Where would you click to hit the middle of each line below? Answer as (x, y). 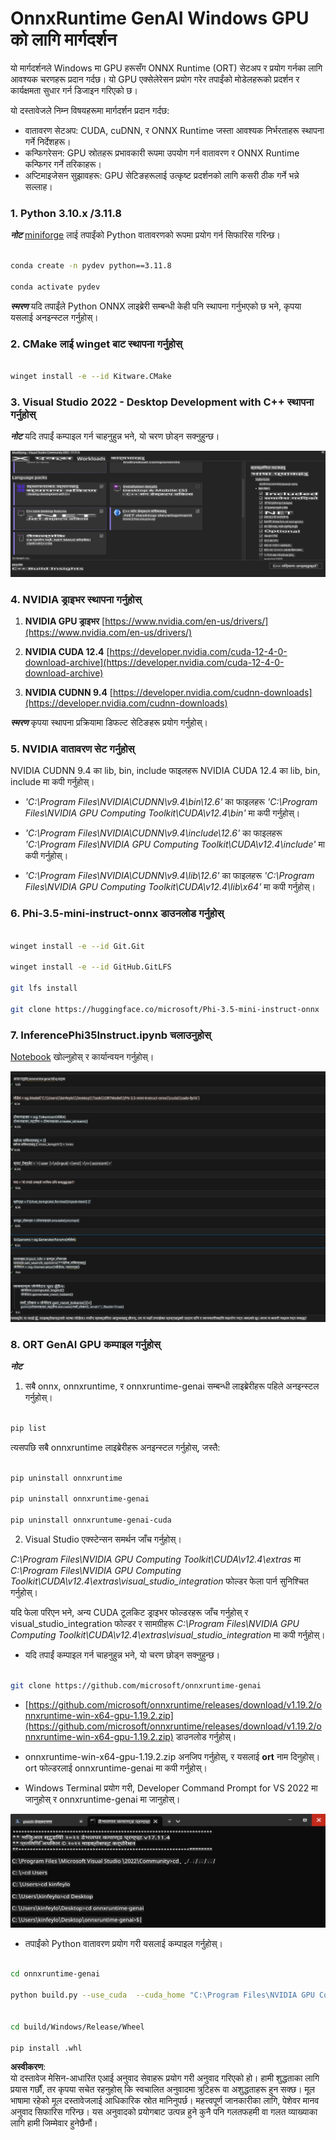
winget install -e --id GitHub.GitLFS (91, 967)
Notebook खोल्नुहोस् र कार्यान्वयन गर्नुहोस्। (82, 1057)
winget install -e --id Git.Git (77, 946)
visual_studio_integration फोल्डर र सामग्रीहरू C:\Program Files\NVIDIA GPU (155, 1623)
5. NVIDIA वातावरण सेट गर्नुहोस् (72, 749)
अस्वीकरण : (28, 2067)
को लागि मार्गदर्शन (63, 39)
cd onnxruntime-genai (55, 1974)
